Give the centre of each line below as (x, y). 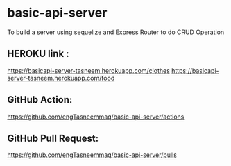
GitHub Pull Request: (53, 138)
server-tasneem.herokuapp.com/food (61, 78)
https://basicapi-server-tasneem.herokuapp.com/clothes (88, 70)
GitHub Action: (40, 100)
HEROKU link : (38, 54)
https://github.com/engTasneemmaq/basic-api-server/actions (96, 117)
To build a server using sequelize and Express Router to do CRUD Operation (116, 32)
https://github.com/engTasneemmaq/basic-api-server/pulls (92, 155)
